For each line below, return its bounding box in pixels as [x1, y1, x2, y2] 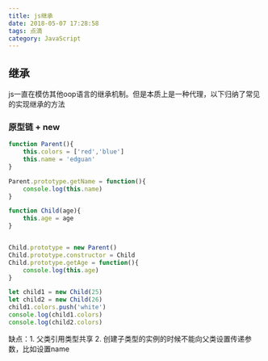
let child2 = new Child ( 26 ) [8, 296, 103, 304]
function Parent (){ [8, 141, 74, 149]
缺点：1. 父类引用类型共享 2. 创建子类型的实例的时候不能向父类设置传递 [8, 334, 245, 343]
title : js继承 [8, 11, 54, 20]
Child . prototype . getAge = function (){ [8, 258, 139, 267]
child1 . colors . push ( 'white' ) [8, 304, 107, 312]
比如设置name [22, 344, 70, 354]
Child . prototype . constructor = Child [8, 251, 136, 259]
